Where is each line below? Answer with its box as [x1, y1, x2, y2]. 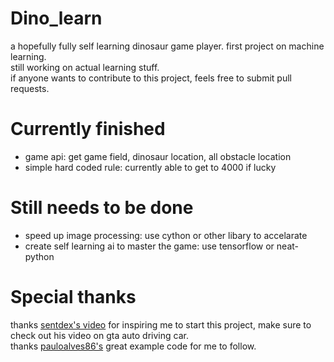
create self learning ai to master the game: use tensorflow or [24, 240, 275, 252]
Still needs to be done [10, 197, 194, 219]
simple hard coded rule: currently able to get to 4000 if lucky [24, 161, 277, 173]
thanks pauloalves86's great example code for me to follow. [10, 340, 257, 352]
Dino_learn [10, 7, 103, 30]
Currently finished [10, 118, 166, 141]
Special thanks [10, 286, 137, 308]
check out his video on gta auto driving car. [10, 329, 189, 341]
